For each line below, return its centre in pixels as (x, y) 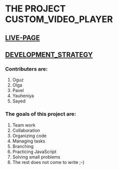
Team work (24, 125)
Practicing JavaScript (34, 151)
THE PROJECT (36, 9)
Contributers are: (27, 69)
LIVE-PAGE (23, 38)
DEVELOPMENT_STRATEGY (49, 55)
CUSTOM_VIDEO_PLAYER (59, 19)
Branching (23, 146)
